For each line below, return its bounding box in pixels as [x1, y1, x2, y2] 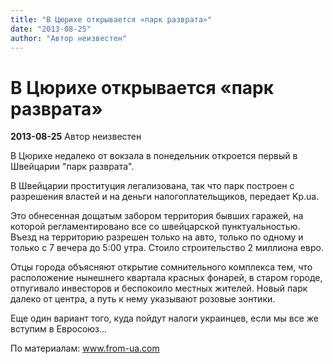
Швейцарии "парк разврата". [10, 161, 135, 173]
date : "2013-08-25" [10, 24, 92, 34]
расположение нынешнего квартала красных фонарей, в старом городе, [10, 272, 323, 284]
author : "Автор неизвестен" [10, 33, 128, 43]
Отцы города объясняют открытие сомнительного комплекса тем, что [10, 261, 313, 273]
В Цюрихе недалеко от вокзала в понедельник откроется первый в [10, 150, 298, 162]
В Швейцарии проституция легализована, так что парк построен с [10, 180, 295, 192]
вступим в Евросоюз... [10, 323, 108, 335]
